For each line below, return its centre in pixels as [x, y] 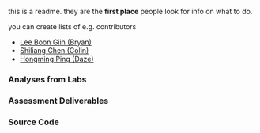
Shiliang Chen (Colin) [54, 50]
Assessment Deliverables [58, 101]
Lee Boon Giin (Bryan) [56, 42]
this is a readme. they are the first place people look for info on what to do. [130, 11]
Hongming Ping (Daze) [57, 59]
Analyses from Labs [47, 79]
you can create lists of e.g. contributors [72, 27]
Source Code [34, 122]
